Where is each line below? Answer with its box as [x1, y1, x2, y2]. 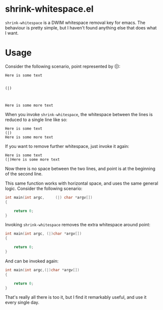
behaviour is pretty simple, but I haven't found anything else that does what [5, 24, 157, 30]
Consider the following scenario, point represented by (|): [5, 63, 121, 69]
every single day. [5, 300, 40, 306]
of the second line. [5, 170, 43, 177]
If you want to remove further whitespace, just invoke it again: [5, 143, 129, 149]
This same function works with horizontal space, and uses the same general [5, 180, 159, 186]
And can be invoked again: [5, 258, 59, 264]
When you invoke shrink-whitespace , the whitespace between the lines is [5, 111, 153, 117]
